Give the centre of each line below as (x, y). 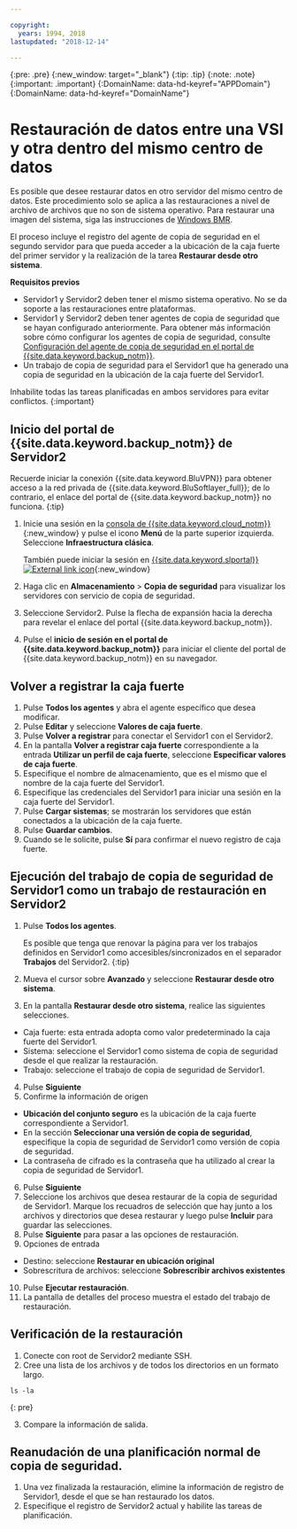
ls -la (22, 1391)
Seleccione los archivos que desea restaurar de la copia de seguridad (150, 1197)
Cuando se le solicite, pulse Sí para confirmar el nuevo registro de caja (152, 839)
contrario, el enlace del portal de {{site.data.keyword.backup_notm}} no (141, 497)
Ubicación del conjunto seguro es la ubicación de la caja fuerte (140, 1113)
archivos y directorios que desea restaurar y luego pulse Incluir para (148, 1215)
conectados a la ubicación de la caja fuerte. (103, 820)
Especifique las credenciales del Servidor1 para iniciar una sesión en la (152, 792)
